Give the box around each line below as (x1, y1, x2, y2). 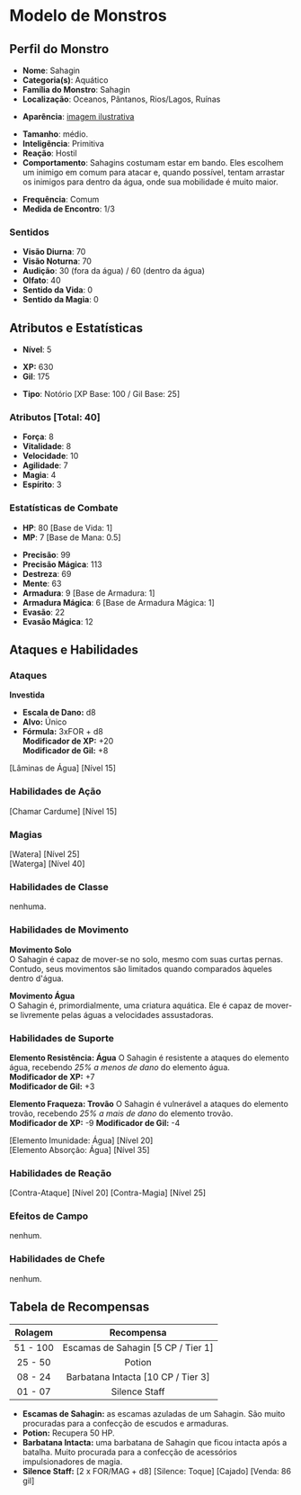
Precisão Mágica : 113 (22, 559, 102, 570)
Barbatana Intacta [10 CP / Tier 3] (66, 1370, 210, 1382)
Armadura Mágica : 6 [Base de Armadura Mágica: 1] (22, 597, 216, 608)
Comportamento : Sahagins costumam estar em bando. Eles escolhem (22, 158, 284, 167)
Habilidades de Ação (9, 785, 102, 797)
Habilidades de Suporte (9, 1031, 114, 1044)
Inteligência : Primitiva (22, 139, 105, 149)
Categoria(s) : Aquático (22, 75, 109, 86)
